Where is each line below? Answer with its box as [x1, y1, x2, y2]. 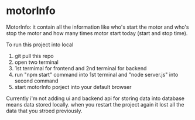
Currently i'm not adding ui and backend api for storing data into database [6, 95, 184, 102]
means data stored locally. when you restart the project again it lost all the [6, 101, 184, 108]
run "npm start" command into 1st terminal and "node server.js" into [14, 71, 179, 78]
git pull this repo [14, 52, 54, 59]
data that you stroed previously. [6, 107, 83, 114]
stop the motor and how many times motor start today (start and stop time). [6, 29, 188, 36]
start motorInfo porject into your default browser [14, 83, 132, 90]
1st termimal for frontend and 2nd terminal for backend [14, 64, 147, 71]
